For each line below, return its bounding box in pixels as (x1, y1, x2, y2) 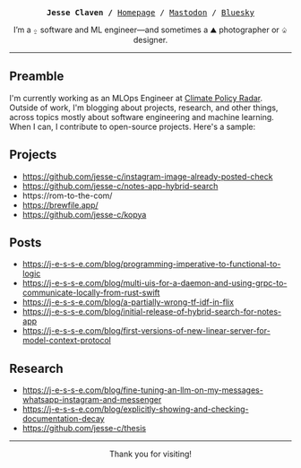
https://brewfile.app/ (21, 199, 99, 210)
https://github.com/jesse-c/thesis (21, 423, 146, 434)
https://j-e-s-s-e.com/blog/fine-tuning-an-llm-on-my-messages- (21, 385, 264, 395)
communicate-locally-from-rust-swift (21, 287, 160, 299)
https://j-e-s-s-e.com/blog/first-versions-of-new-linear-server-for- (21, 325, 271, 336)
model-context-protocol (21, 335, 112, 346)
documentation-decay (21, 413, 105, 424)
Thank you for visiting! (108, 448, 193, 460)
